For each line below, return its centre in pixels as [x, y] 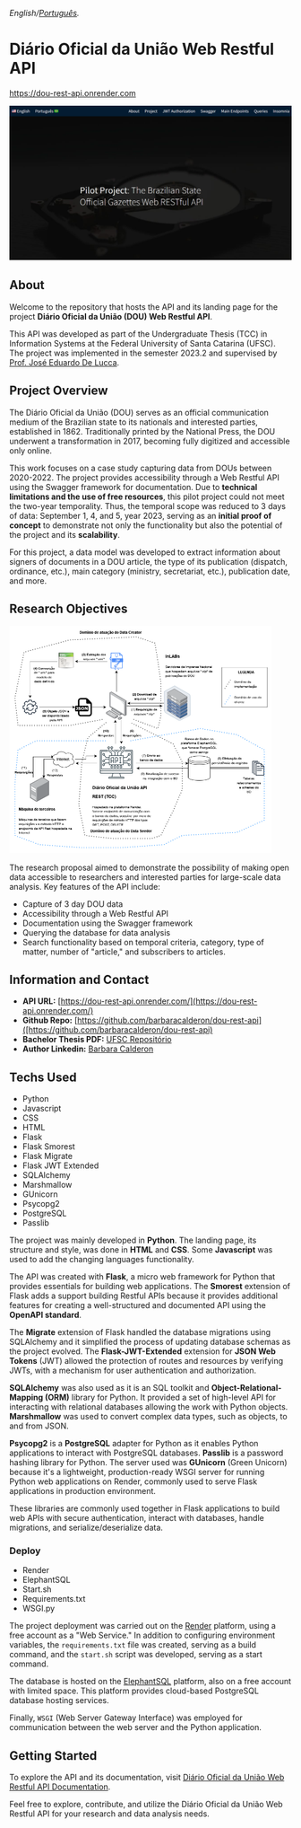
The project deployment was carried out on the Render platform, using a [142, 1626]
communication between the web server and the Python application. [136, 1727]
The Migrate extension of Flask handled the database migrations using [140, 1332]
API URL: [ [41, 1001]
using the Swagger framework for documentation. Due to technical [133, 487]
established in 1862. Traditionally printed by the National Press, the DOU [142, 431]
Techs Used [43, 1077]
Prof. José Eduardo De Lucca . [64, 362]
